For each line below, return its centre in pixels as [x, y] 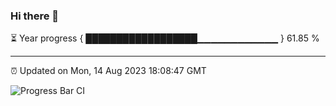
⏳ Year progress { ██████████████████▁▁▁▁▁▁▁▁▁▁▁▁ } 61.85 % [165, 38]
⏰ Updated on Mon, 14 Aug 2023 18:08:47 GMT [108, 71]
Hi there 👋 [35, 16]
